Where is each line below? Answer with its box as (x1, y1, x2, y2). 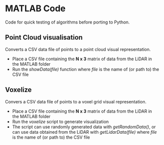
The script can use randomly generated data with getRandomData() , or (12, 123, 156, 130)
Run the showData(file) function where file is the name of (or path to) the (12, 66, 160, 72)
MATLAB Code (5, 3, 66, 14)
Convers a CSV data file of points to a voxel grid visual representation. (5, 98, 147, 104)
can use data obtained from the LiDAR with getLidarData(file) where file (12, 129, 157, 135)
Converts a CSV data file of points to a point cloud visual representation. (5, 46, 151, 52)
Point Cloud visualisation (5, 33, 83, 42)
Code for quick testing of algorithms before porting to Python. (5, 19, 130, 25)
